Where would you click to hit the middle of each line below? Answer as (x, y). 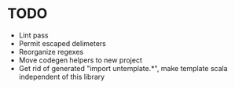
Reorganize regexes (51, 52)
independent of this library (62, 77)
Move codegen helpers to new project (80, 60)
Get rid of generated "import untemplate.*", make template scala (123, 68)
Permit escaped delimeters (62, 43)
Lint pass (33, 35)
